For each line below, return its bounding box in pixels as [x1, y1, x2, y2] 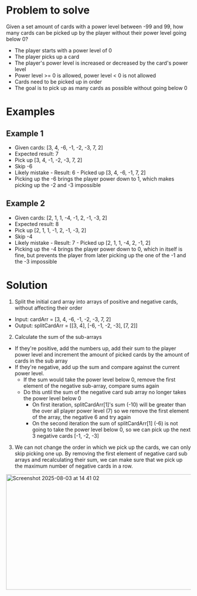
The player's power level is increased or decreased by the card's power [14, 59, 188, 66]
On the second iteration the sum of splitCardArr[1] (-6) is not [32, 419, 178, 427]
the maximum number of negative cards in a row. [14, 462, 133, 470]
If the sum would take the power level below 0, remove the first [23, 376, 176, 383]
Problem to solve [6, 4, 90, 17]
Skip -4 [14, 233, 33, 240]
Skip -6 [14, 162, 33, 169]
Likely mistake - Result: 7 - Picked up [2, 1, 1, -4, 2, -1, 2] [14, 239, 151, 246]
